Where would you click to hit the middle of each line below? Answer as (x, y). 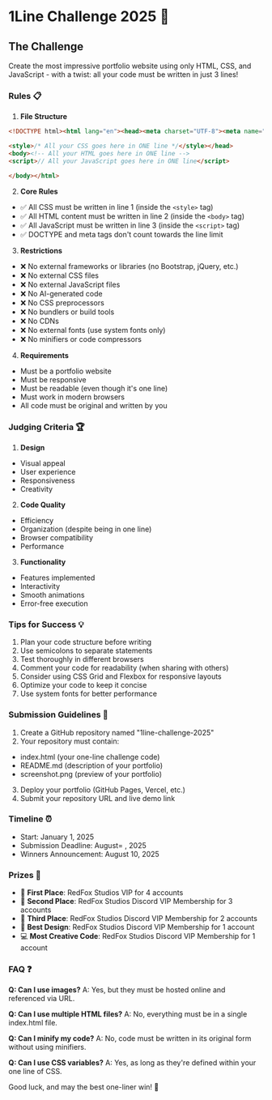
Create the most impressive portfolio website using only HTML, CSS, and (130, 66)
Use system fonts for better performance (89, 694)
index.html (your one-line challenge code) (90, 757)
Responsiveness (47, 480)
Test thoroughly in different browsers (82, 659)
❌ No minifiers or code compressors (81, 339)
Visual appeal (43, 463)
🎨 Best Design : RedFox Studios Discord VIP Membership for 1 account (137, 927)
